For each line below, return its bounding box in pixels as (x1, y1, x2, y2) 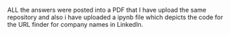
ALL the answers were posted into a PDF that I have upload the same (7, 6, 207, 14)
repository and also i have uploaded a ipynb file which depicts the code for (7, 13, 223, 21)
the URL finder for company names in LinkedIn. (7, 21, 144, 28)
